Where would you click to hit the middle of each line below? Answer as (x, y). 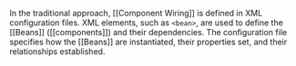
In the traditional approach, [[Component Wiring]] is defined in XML (136, 13)
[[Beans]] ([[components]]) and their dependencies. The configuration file (148, 32)
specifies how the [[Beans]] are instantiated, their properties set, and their (148, 42)
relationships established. (57, 52)
